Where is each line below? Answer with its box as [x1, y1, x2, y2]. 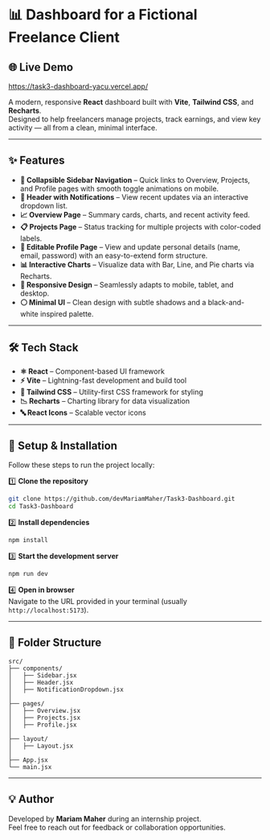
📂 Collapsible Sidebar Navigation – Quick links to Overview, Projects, [19, 175, 251, 184]
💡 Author [8, 792, 55, 806]
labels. [19, 234, 43, 243]
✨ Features [8, 154, 65, 168]
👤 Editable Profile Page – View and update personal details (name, [19, 242, 241, 251]
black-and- [207, 297, 245, 307]
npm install [8, 536, 48, 544]
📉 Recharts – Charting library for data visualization [19, 395, 190, 406]
